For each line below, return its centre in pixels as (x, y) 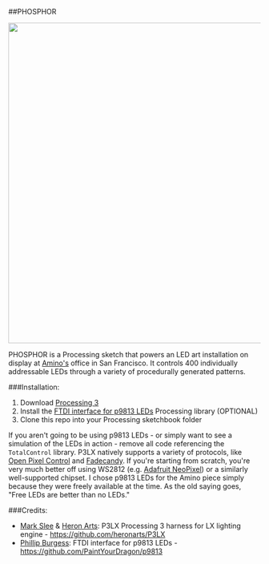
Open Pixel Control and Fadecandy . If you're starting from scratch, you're (129, 461)
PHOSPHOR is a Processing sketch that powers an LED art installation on (128, 355)
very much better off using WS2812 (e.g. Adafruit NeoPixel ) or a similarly (128, 469)
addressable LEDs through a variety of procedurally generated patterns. (127, 371)
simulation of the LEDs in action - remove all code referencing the (116, 443)
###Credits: (28, 510)
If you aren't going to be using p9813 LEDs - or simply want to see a (120, 435)
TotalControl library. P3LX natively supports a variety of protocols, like (125, 452)
